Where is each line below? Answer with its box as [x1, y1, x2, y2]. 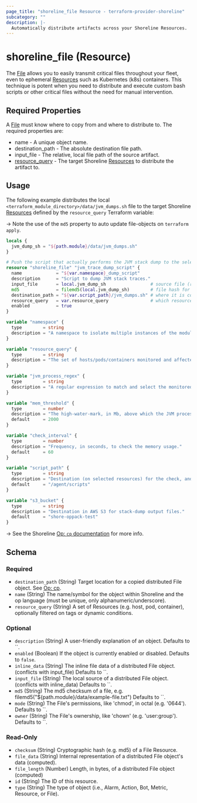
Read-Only [6, 733, 38, 741]
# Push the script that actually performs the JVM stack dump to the [6, 259, 180, 265]
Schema [6, 547, 37, 557]
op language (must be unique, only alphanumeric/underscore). [14, 597, 167, 604]
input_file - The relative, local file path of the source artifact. [14, 151, 160, 158]
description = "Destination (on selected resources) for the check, [11, 476, 182, 482]
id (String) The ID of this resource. [14, 778, 98, 785]
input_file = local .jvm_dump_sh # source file [11, 281, 185, 287]
